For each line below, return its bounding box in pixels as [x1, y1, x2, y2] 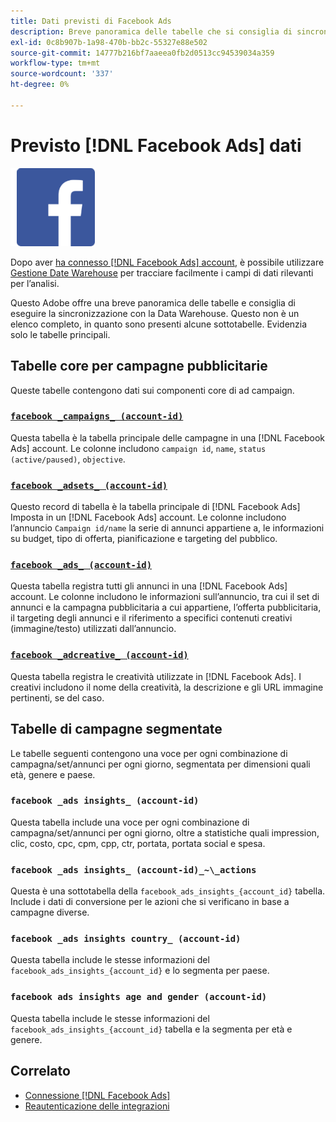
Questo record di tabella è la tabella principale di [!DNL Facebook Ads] [10, 501, 301, 513]
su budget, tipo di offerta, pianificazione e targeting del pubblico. [10, 533, 278, 545]
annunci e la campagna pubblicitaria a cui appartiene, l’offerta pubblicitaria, [10, 601, 322, 614]
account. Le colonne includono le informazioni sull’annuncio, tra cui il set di [10, 591, 320, 603]
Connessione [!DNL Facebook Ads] [24, 1089, 171, 1101]
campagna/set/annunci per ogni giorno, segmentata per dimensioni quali [10, 758, 311, 770]
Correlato [10, 1063, 71, 1080]
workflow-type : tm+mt [10, 58, 101, 69]
